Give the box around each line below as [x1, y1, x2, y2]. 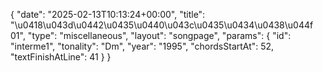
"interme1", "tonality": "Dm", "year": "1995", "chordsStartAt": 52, [10, 40, 275, 52]
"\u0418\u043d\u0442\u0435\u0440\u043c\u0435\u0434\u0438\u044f [10, 19, 314, 31]
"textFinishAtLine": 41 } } [10, 51, 112, 63]
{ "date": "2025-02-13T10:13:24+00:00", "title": [10, 9, 206, 20]
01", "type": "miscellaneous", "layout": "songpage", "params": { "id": [10, 30, 292, 41]
